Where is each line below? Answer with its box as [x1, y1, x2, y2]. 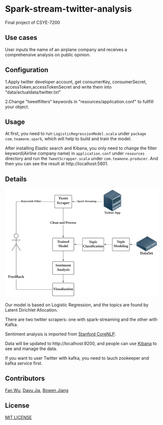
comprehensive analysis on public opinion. [5, 52, 91, 57]
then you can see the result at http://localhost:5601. [5, 161, 109, 166]
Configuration [5, 66, 49, 74]
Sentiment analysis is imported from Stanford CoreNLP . [5, 331, 116, 337]
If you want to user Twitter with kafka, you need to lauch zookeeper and [5, 355, 149, 361]
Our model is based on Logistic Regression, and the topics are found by [5, 302, 149, 308]
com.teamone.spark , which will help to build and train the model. [5, 136, 132, 142]
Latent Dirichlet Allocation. [5, 307, 58, 313]
